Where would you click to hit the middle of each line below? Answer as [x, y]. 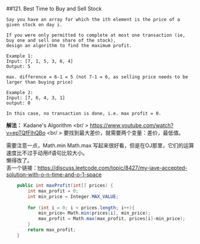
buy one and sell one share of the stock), [61, 41]
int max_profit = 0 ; [53, 191]
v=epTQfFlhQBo [26, 133]
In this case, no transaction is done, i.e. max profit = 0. [84, 113]
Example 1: [20, 56]
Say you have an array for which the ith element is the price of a [93, 20]
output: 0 [19, 103]
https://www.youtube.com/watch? [132, 125]
